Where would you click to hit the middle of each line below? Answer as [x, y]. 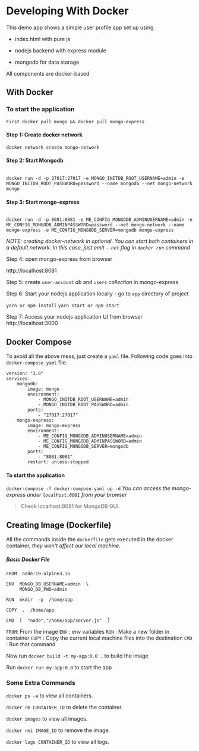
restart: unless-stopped [58, 462]
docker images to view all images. [47, 719]
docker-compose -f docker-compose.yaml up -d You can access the [88, 488]
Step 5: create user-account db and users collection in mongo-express [92, 282]
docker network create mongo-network [53, 147]
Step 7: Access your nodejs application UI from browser [74, 317]
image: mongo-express [54, 426]
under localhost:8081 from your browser [77, 495]
